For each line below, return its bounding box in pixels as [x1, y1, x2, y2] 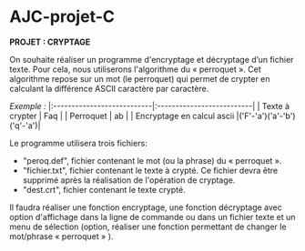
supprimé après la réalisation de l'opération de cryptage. [22, 175, 236, 186]
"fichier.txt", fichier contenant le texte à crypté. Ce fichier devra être [22, 165, 279, 176]
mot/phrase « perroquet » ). [9, 230, 114, 242]
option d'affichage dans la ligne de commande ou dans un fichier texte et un [9, 211, 296, 222]
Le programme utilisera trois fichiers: [9, 137, 147, 148]
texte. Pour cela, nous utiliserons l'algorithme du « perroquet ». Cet [9, 64, 261, 75]
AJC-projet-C [9, 6, 116, 27]
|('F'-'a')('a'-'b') [236, 110, 296, 121]
